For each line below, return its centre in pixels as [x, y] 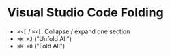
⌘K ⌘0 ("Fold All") [41, 46]
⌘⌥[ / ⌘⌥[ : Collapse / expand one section [73, 31]
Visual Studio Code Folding [85, 13]
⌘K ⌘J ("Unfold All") [44, 38]
